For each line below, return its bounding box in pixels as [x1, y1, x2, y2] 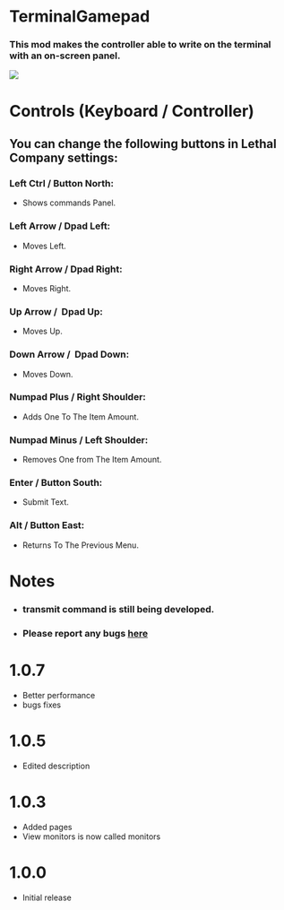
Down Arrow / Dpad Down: [9, 348, 130, 360]
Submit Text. [22, 497, 70, 507]
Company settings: [9, 151, 118, 166]
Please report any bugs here [22, 627, 149, 639]
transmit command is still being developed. [22, 602, 215, 615]
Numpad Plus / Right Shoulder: [9, 391, 146, 403]
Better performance [22, 689, 96, 700]
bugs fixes [22, 699, 62, 710]
